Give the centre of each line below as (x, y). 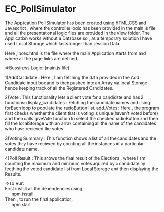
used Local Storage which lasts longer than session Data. (63, 43)
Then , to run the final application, (39, 199)
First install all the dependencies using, (45, 188)
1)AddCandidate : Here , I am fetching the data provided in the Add (72, 77)
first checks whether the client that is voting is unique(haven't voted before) (82, 113)
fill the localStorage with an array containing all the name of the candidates (81, 123)
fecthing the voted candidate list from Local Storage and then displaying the (82, 169)
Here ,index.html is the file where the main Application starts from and (76, 53)
